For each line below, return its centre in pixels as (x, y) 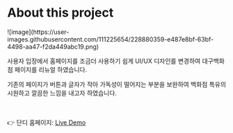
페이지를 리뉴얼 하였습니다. (51, 69)
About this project (61, 13)
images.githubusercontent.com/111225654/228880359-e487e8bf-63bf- (111, 39)
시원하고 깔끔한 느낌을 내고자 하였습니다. (62, 93)
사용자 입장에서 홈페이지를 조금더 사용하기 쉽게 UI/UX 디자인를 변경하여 (104, 61)
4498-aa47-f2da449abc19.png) (53, 46)
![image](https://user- (38, 32)
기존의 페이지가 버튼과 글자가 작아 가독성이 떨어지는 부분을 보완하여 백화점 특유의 (117, 84)
